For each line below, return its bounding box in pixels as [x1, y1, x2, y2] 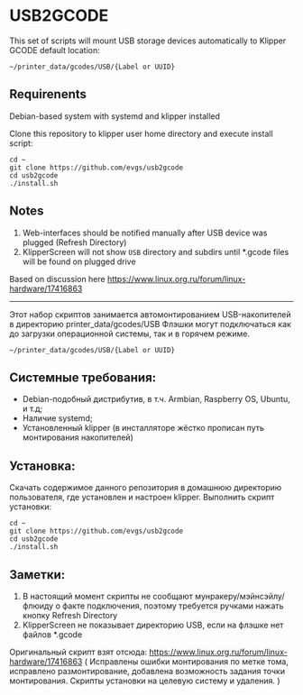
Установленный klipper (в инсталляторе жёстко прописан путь [22, 423, 264, 434]
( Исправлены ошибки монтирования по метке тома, [84, 656, 289, 667]
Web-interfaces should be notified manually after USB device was [22, 227, 268, 238]
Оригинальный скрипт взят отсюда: [9, 646, 148, 657]
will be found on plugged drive [22, 256, 137, 267]
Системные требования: [9, 370, 157, 385]
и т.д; [22, 403, 43, 415]
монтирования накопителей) [22, 432, 133, 443]
